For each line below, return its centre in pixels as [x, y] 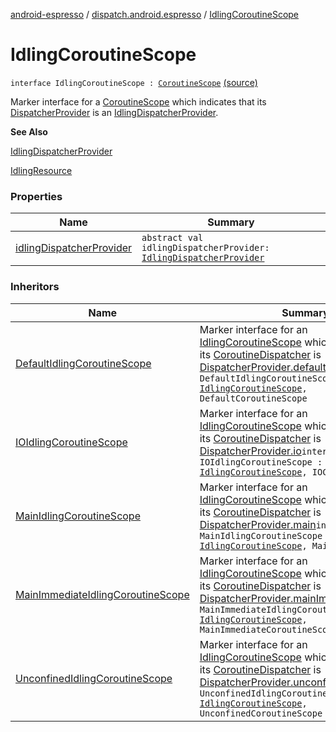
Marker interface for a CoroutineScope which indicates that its [138, 101]
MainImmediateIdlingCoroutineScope [102, 594]
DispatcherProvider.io [250, 451]
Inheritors [35, 287]
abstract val [172, 238]
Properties [36, 196]
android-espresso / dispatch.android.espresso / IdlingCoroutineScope [155, 14]
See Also [29, 131]
